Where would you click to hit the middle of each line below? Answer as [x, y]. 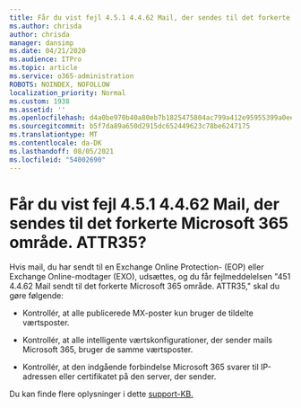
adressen [39, 377]
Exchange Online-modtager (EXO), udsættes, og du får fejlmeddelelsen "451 [150, 277]
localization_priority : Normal [68, 93]
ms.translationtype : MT [54, 135]
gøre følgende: [37, 296]
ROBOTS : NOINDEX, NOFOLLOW [60, 84]
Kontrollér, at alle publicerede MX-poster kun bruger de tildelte [138, 313]
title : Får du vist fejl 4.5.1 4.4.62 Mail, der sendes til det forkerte [150, 18]
